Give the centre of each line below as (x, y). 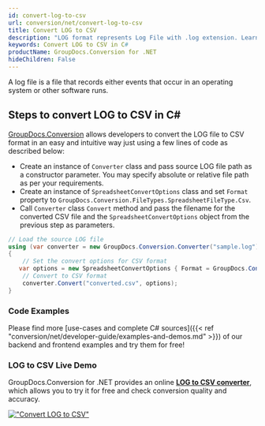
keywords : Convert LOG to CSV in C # (68, 45)
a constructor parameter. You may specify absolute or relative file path (134, 174)
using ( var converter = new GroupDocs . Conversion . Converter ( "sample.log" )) (135, 247)
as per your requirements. (62, 183)
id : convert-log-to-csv (47, 15)
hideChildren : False (42, 60)
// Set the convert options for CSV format (95, 261)
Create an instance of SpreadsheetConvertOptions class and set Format (134, 191)
